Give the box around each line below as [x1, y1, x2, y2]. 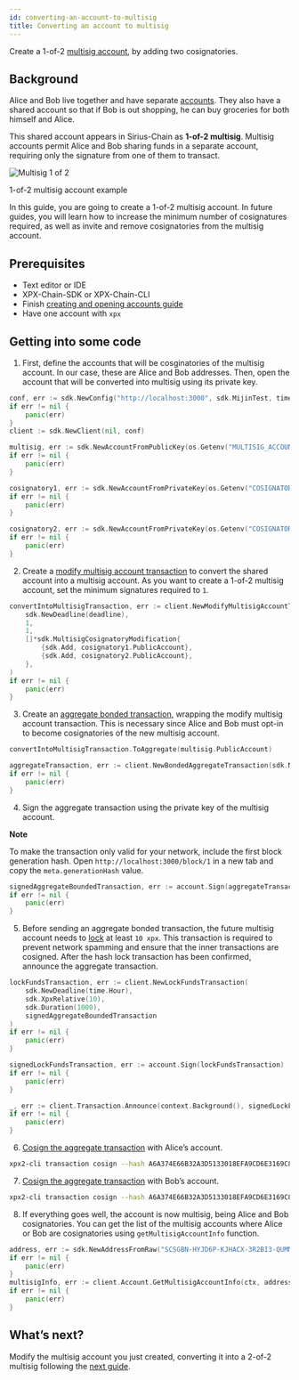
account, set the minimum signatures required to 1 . [21, 584, 209, 595]
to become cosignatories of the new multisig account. [21, 727, 220, 739]
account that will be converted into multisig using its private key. [21, 376, 258, 387]
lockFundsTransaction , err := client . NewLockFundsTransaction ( [9, 978, 249, 987]
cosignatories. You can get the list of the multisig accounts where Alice [21, 1218, 283, 1229]
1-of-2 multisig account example [9, 184, 128, 196]
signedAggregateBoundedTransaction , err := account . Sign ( [9, 882, 229, 891]
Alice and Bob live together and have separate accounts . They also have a [9, 95, 281, 106]
